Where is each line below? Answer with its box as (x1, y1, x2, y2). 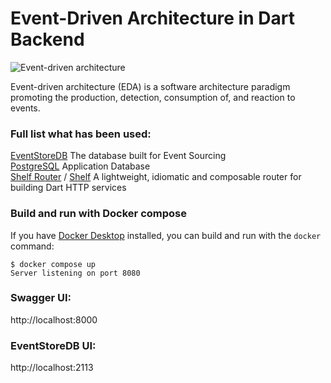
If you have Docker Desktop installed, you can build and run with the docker (10, 229, 322, 241)
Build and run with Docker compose (10, 207, 187, 221)
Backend (10, 28, 85, 51)
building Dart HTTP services (10, 182, 127, 194)
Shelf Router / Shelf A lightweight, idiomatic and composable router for (10, 171, 302, 183)
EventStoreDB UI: (10, 338, 97, 352)
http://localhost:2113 (10, 362, 94, 374)
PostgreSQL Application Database (10, 160, 151, 172)
